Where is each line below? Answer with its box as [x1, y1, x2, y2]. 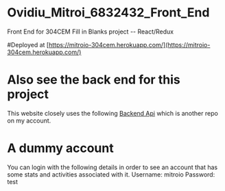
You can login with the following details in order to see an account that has [7, 163, 218, 171]
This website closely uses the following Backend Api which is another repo [7, 109, 218, 117]
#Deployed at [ [7, 40, 49, 49]
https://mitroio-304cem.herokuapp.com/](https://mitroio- [48, 40, 211, 49]
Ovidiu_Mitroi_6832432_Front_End [7, 5, 210, 21]
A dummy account [7, 140, 115, 156]
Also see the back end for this [7, 72, 180, 88]
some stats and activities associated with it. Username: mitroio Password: [7, 170, 215, 179]
